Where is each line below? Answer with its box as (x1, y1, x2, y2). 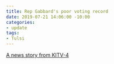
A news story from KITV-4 (6, 52, 69, 58)
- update (6, 24, 27, 31)
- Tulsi (6, 35, 25, 41)
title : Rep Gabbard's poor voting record (6, 8, 109, 15)
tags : (6, 30, 19, 36)
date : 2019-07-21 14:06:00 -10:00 (6, 14, 91, 20)
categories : (6, 19, 35, 25)
